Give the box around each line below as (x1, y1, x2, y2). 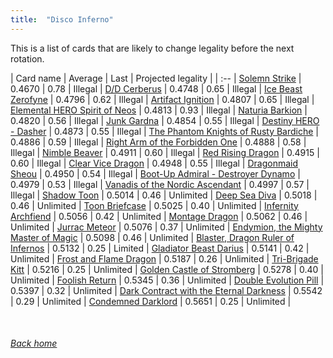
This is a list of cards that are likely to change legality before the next (10, 42, 295, 54)
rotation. (10, 52, 45, 65)
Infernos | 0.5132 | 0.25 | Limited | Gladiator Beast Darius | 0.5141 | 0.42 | (10, 242, 310, 254)
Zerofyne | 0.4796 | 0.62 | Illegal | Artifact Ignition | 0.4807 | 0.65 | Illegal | (10, 93, 315, 105)
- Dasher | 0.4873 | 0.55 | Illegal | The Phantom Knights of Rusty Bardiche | (10, 125, 320, 137)
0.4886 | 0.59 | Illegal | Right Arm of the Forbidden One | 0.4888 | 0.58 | (10, 136, 307, 148)
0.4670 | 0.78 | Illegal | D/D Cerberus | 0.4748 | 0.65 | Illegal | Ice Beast (10, 82, 303, 95)
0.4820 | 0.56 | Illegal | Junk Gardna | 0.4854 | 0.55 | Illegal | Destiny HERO (10, 114, 320, 126)
